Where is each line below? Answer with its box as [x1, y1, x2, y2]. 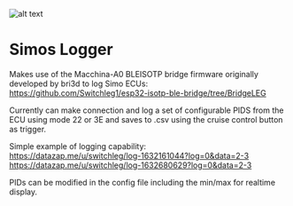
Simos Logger [9, 40, 113, 59]
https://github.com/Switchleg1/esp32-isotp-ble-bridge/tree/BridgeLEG [9, 87, 267, 98]
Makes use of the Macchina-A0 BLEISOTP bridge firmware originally [9, 68, 259, 79]
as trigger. [9, 123, 47, 134]
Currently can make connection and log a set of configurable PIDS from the [9, 105, 284, 115]
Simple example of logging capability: [9, 140, 147, 151]
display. [9, 186, 38, 197]
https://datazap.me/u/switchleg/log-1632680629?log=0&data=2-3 [9, 160, 252, 170]
